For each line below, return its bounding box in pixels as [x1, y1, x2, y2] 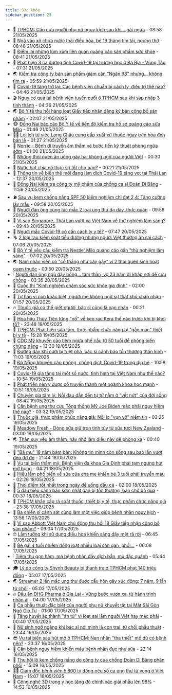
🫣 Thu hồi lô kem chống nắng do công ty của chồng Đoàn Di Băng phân [12, 656, 165, 663]
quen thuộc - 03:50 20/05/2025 [12, 265, 81, 272]
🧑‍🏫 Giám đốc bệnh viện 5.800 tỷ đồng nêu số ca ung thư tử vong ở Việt [12, 667, 164, 674]
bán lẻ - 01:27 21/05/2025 [12, 137, 68, 143]
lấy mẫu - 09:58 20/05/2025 [12, 201, 73, 207]
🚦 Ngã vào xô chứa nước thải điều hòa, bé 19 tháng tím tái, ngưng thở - [12, 37, 163, 44]
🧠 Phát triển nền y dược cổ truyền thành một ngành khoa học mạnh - [12, 381, 158, 387]
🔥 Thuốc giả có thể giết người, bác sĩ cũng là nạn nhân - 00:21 [12, 304, 145, 310]
